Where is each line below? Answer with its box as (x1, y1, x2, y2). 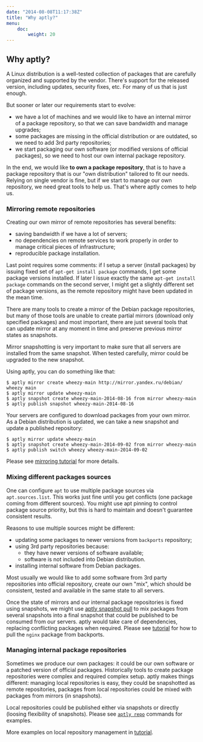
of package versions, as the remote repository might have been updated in (6, 287, 193, 295)
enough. (6, 89, 27, 97)
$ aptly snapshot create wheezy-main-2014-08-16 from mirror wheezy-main (6, 396, 197, 402)
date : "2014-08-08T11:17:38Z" (6, 9, 83, 15)
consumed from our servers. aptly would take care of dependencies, (6, 618, 178, 625)
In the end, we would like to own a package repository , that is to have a (6, 164, 186, 171)
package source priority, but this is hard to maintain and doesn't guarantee (6, 506, 193, 513)
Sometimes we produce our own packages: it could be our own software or (6, 659, 195, 667)
